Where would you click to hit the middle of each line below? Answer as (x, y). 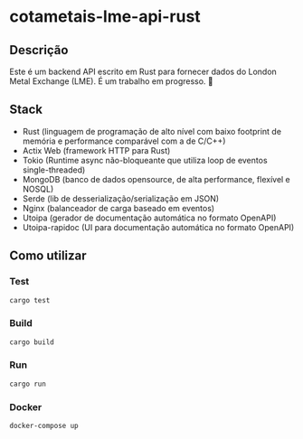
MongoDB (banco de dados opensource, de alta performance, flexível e (156, 179)
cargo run (28, 384)
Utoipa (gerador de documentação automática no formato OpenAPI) (149, 218)
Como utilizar (48, 256)
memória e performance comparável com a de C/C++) (124, 141)
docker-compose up (44, 426)
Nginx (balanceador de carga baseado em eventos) (118, 208)
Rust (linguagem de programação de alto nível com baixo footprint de (152, 131)
